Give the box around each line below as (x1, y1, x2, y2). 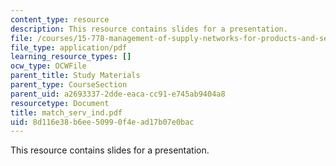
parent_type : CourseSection (10, 80, 128, 90)
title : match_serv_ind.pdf (10, 107, 123, 118)
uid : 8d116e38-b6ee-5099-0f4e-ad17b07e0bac (10, 117, 195, 127)
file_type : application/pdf (10, 42, 128, 53)
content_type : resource (10, 14, 110, 25)
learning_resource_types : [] (10, 52, 132, 62)
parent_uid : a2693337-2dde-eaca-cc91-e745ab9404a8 (10, 89, 226, 99)
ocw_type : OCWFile (10, 61, 87, 71)
